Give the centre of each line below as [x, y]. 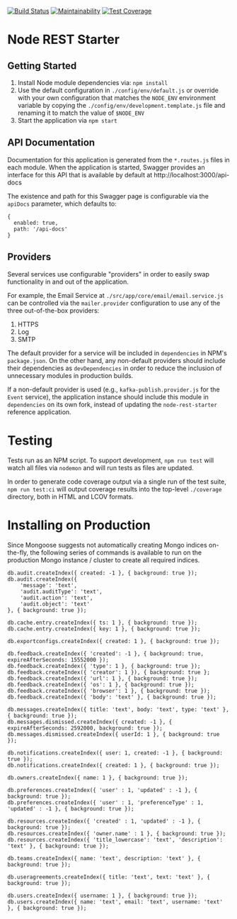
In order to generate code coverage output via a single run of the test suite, [117, 481]
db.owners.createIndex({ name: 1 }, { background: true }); [98, 778]
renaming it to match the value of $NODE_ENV [81, 113]
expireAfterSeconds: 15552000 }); [58, 659]
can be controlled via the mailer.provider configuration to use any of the [114, 303]
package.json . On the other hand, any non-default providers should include [117, 360]
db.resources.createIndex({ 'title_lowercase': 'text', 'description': [115, 840]
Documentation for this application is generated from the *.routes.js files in [118, 160]
